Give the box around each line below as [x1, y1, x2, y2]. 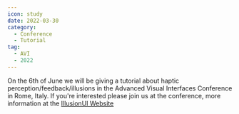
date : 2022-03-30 [7, 17, 59, 24]
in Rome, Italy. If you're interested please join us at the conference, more [7, 91, 221, 100]
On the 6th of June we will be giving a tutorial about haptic [7, 76, 180, 85]
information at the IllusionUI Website [7, 99, 114, 108]
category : [7, 24, 37, 31]
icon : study [7, 10, 43, 18]
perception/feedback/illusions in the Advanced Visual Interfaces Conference [7, 83, 233, 93]
